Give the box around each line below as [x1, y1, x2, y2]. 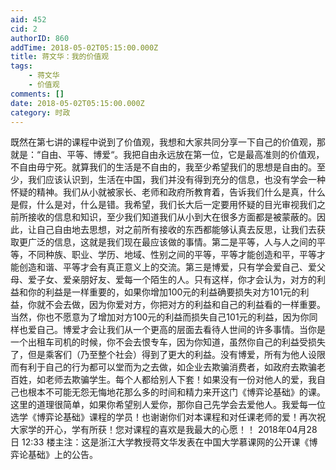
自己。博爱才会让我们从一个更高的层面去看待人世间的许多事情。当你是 [36, 324, 326, 336]
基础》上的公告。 [27, 449, 98, 461]
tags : [10, 61, 33, 71]
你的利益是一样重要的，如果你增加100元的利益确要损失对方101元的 [27, 286, 301, 298]
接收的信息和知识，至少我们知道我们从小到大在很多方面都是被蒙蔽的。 [27, 211, 317, 223]
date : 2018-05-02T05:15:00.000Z [10, 98, 145, 108]
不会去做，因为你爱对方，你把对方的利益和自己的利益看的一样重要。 [44, 299, 326, 311]
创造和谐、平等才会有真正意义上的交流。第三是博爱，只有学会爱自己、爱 [18, 261, 317, 273]
